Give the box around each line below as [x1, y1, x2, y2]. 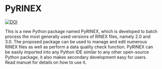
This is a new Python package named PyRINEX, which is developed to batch [5, 28, 158, 34]
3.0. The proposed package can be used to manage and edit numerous [5, 38, 147, 44]
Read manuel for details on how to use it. [5, 59, 87, 65]
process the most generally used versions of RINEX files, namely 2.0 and [5, 34, 151, 39]
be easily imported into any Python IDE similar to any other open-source [5, 49, 149, 55]
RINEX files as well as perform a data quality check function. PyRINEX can [5, 44, 153, 50]
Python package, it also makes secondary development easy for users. [5, 54, 147, 60]
